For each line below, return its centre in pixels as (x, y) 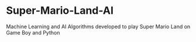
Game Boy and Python (33, 32)
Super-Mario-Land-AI (60, 11)
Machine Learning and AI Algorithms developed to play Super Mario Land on (98, 26)
